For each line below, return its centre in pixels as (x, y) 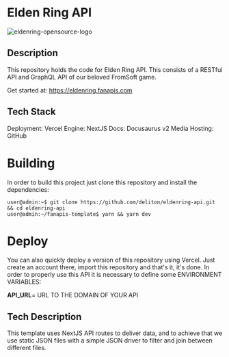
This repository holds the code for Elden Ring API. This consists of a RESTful (115, 69)
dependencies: (28, 189)
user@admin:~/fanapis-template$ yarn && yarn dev (79, 214)
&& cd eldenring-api (37, 208)
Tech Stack (31, 112)
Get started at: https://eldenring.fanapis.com (70, 90)
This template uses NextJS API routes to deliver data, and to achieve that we (115, 333)
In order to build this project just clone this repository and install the (102, 182)
